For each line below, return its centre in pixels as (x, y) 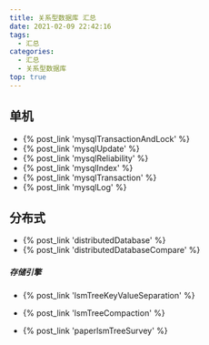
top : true (28, 77)
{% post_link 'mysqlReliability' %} (85, 158)
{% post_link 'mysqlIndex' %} (78, 167)
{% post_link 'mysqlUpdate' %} (81, 148)
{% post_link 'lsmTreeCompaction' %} (94, 313)
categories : (32, 52)
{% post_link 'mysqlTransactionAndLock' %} (106, 138)
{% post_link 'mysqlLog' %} (75, 187)
